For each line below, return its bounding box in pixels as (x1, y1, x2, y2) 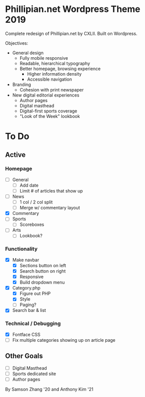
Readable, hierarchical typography (19, 60, 90, 66)
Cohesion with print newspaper (19, 87, 84, 93)
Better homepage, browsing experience (19, 66, 101, 72)
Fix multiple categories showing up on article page (12, 337, 116, 343)
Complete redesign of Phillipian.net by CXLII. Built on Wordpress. (5, 30, 138, 36)
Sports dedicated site (12, 371, 56, 377)
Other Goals (5, 352, 43, 360)
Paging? (19, 302, 37, 308)
